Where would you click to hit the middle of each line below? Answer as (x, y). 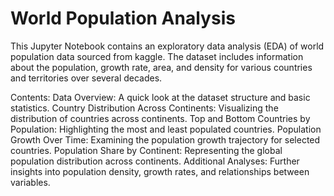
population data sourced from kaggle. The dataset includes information (157, 56)
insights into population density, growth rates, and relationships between (160, 171)
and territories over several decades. (86, 78)
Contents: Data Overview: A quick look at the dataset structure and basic (160, 97)
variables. (30, 182)
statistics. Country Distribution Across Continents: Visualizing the (144, 108)
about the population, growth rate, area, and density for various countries (161, 67)
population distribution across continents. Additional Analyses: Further (155, 161)
